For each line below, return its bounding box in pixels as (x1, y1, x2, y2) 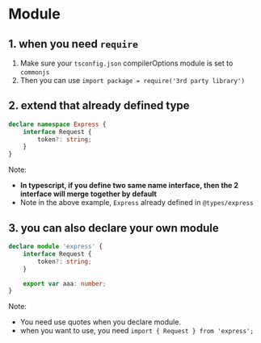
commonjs (19, 69, 50, 77)
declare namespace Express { (8, 120, 107, 128)
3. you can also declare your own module (8, 221, 220, 235)
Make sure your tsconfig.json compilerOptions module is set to (19, 58, 234, 68)
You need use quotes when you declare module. (19, 317, 182, 327)
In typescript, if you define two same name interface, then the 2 (19, 181, 239, 190)
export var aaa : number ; (23, 279, 107, 287)
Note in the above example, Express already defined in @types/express (19, 198, 254, 207)
